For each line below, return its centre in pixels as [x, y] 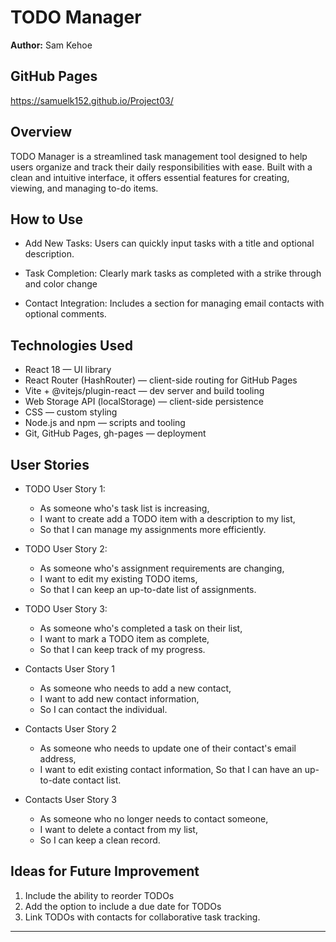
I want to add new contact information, [119, 699]
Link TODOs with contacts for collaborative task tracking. [142, 917]
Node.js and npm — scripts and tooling [105, 423]
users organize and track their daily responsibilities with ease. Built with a [161, 167]
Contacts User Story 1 [69, 669]
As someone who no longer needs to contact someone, [154, 819]
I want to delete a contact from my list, [118, 829]
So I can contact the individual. [103, 709]
